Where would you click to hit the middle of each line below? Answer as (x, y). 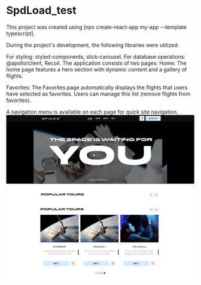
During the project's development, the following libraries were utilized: (93, 45)
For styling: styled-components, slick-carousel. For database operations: (96, 56)
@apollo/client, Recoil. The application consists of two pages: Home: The (97, 63)
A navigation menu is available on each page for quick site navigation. (92, 112)
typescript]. (20, 33)
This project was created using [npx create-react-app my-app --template (97, 27)
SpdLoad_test (41, 10)
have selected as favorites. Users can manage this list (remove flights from (98, 94)
